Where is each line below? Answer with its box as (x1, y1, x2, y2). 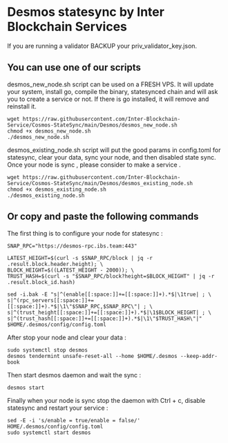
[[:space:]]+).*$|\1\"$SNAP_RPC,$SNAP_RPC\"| (7, 303, 140, 310)
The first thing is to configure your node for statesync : (7, 229, 164, 237)
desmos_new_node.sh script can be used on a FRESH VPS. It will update (7, 80, 214, 88)
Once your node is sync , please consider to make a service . (7, 160, 181, 169)
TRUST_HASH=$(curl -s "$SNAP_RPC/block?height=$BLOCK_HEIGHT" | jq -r (7, 272, 215, 280)
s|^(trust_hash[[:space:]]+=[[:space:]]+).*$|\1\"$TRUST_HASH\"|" (7, 315, 202, 322)
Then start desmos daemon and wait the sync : (7, 370, 142, 379)
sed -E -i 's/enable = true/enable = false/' (7, 417, 140, 424)
